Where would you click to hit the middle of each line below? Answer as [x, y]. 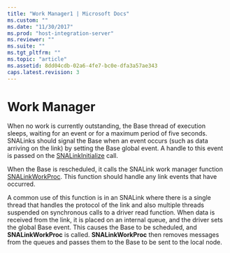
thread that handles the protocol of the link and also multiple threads [106, 205]
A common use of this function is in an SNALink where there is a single [109, 198]
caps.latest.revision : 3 [43, 72]
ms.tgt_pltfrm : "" [34, 53]
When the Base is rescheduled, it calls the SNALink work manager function [115, 169]
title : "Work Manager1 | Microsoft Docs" [69, 14]
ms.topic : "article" [37, 59]
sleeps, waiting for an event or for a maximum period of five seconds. [107, 133]
